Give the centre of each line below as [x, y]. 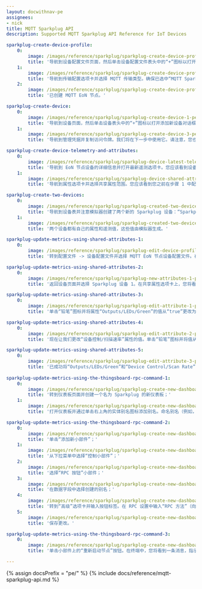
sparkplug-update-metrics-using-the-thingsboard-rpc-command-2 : [88, 422]
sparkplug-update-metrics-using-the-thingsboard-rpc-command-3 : [88, 534]
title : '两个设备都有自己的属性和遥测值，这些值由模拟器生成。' [98, 229]
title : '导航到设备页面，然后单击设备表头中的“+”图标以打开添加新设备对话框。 [114, 123]
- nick [14, 23]
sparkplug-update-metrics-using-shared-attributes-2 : [75, 267]
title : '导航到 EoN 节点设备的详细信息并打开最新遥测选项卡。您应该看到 [108, 167]
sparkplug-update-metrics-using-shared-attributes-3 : [75, 295]
